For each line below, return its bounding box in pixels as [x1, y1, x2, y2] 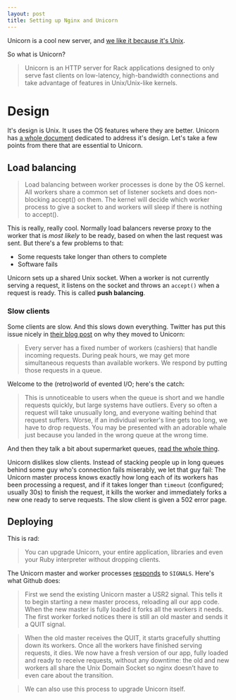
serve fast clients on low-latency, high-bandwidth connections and [24, 71, 219, 80]
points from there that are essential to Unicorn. [7, 142, 143, 150]
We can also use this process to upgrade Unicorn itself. [24, 685, 185, 694]
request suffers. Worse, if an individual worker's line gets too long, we [24, 415, 228, 424]
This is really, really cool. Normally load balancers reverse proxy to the [7, 224, 211, 232]
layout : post [7, 10, 46, 18]
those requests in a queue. [24, 365, 102, 374]
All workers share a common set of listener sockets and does [24, 188, 202, 196]
